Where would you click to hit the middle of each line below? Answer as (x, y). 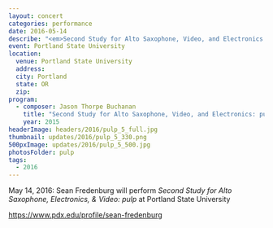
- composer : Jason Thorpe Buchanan (76, 107)
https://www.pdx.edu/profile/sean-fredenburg (85, 215)
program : (23, 99)
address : (30, 69)
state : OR (32, 84)
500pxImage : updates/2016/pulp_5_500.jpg (80, 145)
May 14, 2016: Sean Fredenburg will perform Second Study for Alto (120, 191)
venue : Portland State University (74, 62)
